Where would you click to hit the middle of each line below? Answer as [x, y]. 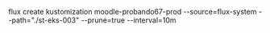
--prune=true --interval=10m [129, 20]
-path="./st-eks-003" [44, 20]
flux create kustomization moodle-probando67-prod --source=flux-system [133, 12]
